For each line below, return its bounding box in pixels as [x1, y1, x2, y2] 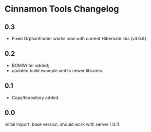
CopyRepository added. [11, 95, 59, 100]
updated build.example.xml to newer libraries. [11, 67, 103, 73]
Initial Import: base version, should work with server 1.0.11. [4, 121, 121, 127]
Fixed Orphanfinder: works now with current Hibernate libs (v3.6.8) [11, 35, 147, 41]
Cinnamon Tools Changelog [4, 3, 119, 15]
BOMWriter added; [11, 62, 50, 68]
